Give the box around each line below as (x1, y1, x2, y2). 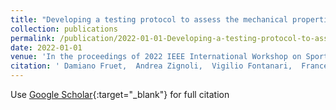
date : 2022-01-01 (10, 42, 83, 53)
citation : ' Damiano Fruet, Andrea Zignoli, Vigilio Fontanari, (10, 61, 293, 71)
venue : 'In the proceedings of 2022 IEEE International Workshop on (10, 52, 302, 62)
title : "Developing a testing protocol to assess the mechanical (10, 14, 288, 25)
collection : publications (10, 24, 118, 34)
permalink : (10, 33, 56, 43)
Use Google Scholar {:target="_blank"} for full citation (10, 89, 230, 100)
